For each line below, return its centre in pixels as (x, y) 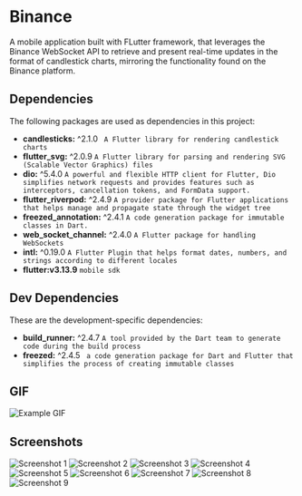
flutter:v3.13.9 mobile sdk (71, 269)
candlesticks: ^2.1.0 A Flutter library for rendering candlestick (151, 139)
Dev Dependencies (64, 298)
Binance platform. (43, 71)
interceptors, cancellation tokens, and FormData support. (136, 190)
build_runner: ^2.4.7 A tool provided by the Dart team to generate (151, 337)
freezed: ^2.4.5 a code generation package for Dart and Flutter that (158, 355)
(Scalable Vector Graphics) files (88, 165)
